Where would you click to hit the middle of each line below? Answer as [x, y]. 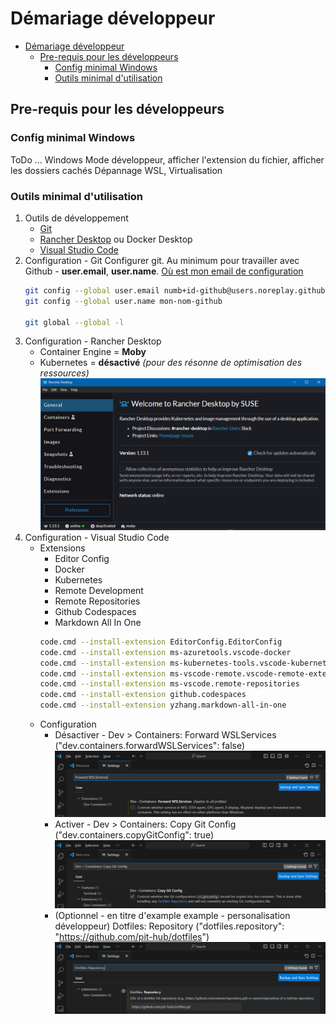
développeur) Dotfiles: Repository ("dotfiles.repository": [169, 926]
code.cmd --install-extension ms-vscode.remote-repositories [169, 684]
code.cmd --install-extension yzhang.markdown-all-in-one [163, 705]
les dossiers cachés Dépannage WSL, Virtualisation [116, 170]
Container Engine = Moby [93, 352]
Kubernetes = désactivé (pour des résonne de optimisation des [171, 363]
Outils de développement [76, 218]
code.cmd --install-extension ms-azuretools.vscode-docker [165, 652]
